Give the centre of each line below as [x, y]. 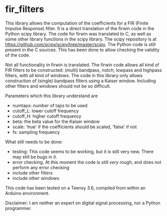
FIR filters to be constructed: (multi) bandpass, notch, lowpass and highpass [83, 70]
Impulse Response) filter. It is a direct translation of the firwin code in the [80, 28]
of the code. [18, 55]
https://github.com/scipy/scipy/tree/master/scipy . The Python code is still [81, 44]
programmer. [18, 208]
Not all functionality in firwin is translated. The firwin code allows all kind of [82, 65]
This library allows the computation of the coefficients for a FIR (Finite [77, 23]
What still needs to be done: [34, 142]
